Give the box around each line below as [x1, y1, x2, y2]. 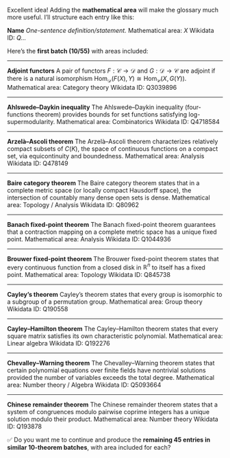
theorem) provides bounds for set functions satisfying [35, 110, 188, 119]
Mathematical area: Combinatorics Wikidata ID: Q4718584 [56, 117, 220, 125]
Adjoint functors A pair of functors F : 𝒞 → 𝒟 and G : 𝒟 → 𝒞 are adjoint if [7, 67, 216, 75]
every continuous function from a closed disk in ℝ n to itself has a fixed [7, 262, 205, 272]
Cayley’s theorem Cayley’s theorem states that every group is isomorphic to [7, 291, 222, 299]
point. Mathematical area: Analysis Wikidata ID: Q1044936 [7, 234, 171, 243]
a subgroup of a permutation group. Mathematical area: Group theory [7, 298, 203, 306]
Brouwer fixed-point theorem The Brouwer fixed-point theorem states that [7, 254, 219, 263]
